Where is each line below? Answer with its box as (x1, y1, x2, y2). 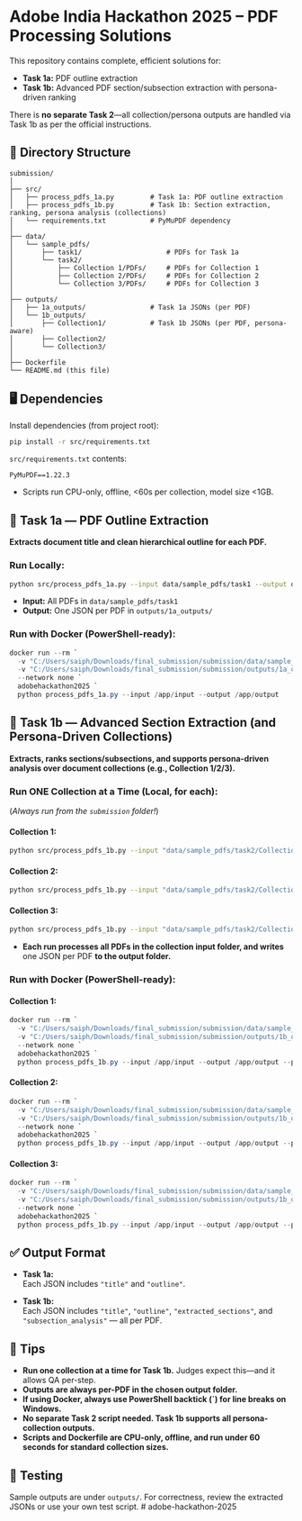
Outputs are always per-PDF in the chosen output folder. (22, 1384, 238, 1395)
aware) (9, 326, 34, 335)
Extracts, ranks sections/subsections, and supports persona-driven (9, 753, 270, 764)
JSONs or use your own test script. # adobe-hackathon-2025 (9, 1501, 237, 1512)
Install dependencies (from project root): (9, 420, 159, 430)
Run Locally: (9, 559, 65, 572)
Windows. (22, 1403, 62, 1415)
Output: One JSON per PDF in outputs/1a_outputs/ (22, 605, 213, 616)
